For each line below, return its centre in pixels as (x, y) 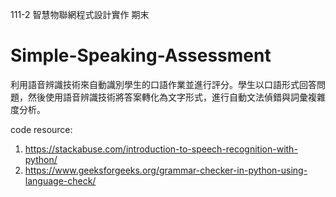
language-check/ (60, 180)
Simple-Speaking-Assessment (141, 55)
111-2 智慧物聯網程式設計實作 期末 (80, 14)
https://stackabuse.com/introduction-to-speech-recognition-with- (161, 149)
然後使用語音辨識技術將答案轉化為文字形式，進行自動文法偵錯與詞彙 (167, 97)
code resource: (41, 129)
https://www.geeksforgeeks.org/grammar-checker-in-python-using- (166, 170)
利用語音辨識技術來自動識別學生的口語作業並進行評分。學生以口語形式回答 (163, 84)
